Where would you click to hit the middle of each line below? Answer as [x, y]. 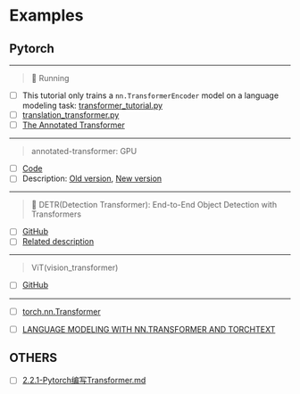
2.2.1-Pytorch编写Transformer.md [84, 381]
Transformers [56, 214]
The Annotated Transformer [73, 125]
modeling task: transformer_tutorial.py [92, 106]
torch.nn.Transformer [61, 311]
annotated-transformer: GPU [84, 152]
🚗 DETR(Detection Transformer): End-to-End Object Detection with [154, 205]
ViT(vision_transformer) [75, 267]
